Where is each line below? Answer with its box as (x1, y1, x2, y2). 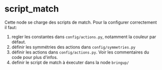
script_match (4, 3, 59, 14)
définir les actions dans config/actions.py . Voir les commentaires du (11, 49, 149, 55)
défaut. (11, 39, 26, 44)
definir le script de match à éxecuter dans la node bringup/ (11, 59, 129, 65)
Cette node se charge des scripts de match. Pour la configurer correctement (4, 19, 157, 25)
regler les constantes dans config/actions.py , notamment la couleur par (11, 34, 157, 40)
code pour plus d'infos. (11, 54, 58, 60)
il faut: (4, 24, 17, 30)
